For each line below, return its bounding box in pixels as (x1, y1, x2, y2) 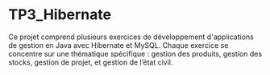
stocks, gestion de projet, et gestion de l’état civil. (8, 57, 173, 67)
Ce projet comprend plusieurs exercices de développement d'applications (8, 32, 254, 41)
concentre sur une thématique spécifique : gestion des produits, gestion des (8, 49, 263, 58)
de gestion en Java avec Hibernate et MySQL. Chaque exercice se (8, 40, 229, 49)
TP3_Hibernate (8, 6, 111, 24)
